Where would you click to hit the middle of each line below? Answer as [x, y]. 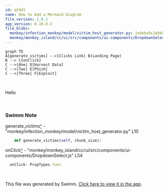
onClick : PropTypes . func [35, 165]
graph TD [14, 51]
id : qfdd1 [15, 10]
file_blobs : [17, 29]
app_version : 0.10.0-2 [29, 24]
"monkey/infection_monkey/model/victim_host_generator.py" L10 [72, 131]
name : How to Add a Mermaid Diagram [43, 15]
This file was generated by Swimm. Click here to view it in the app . [74, 184]
